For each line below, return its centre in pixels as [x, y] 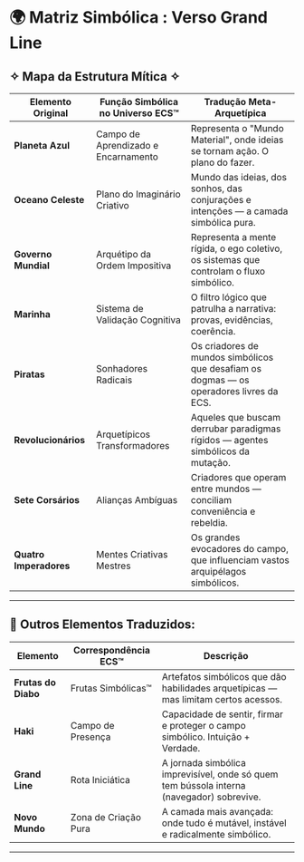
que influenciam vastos [240, 560]
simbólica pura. [223, 223]
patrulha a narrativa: [233, 309]
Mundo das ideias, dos [239, 177]
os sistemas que [225, 260]
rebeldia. [209, 523]
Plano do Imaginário [138, 194]
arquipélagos [218, 571]
